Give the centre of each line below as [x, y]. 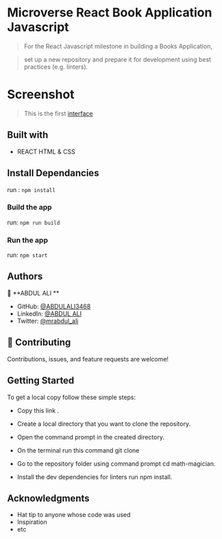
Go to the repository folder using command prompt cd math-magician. [116, 464]
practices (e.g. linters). [56, 67]
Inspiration [32, 522]
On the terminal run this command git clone [78, 450]
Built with [28, 135]
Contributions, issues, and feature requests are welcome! [88, 359]
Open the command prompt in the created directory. [90, 437]
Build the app [30, 207]
